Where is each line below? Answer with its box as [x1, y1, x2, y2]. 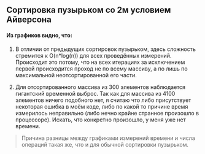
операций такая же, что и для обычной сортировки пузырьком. [21, 141, 189, 148]
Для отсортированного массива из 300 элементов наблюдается [15, 83, 186, 91]
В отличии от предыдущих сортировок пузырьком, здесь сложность [15, 45, 196, 53]
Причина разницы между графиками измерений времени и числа [21, 134, 195, 142]
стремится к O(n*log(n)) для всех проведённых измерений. [15, 52, 172, 59]
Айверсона [6, 15, 52, 25]
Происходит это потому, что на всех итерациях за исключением [15, 58, 185, 66]
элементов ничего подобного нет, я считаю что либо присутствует [15, 96, 191, 104]
